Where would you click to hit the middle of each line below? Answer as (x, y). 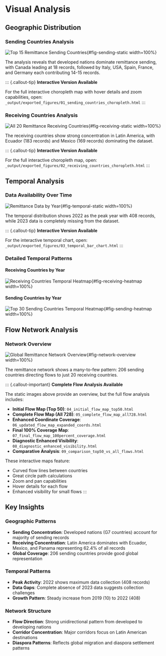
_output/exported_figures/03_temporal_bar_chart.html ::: (64, 245)
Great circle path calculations (42, 476)
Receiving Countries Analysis (42, 115)
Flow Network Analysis (42, 329)
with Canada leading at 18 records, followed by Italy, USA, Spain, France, (79, 67)
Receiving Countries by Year (35, 270)
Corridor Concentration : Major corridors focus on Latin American (80, 632)
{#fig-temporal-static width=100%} (96, 206)
